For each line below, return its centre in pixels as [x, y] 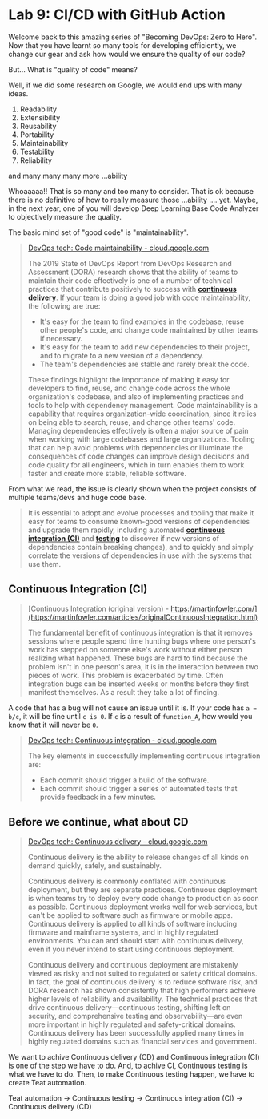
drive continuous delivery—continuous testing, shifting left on [129, 1007]
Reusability [38, 126]
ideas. [18, 93]
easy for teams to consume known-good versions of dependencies [139, 521]
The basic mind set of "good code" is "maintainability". [99, 232]
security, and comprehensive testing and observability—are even [135, 1016]
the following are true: [64, 305]
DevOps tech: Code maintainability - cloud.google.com [118, 248]
